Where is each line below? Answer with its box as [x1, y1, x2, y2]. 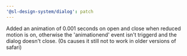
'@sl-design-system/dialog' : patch [6, 8, 94, 15]
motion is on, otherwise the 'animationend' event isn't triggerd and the [6, 31, 177, 38]
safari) [6, 44, 22, 51]
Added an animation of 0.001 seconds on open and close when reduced [6, 25, 181, 32]
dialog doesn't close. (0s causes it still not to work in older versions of [6, 37, 176, 44]
